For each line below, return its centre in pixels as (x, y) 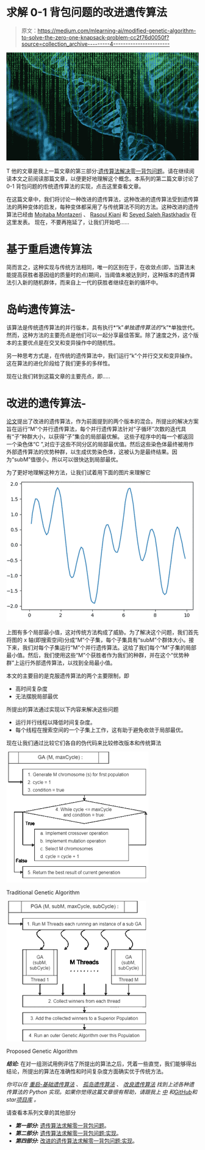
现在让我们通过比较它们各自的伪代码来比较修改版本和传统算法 (84, 743)
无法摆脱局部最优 (37, 696)
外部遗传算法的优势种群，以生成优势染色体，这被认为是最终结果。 (89, 452)
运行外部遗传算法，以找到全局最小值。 (67, 662)
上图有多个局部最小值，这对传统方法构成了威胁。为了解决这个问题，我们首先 (103, 632)
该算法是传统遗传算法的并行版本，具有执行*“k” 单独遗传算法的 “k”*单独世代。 (102, 328)
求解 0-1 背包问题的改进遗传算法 (87, 13)
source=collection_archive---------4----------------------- (95, 44)
